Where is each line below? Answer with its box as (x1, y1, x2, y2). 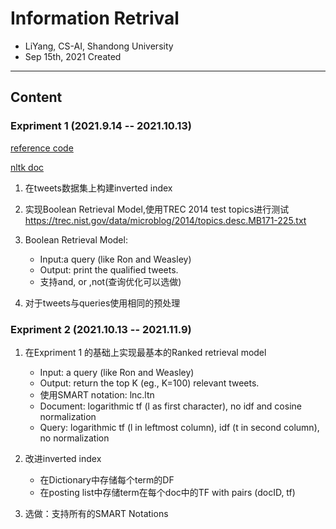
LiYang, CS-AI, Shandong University (24, 40, 174, 52)
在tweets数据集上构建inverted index (24, 182, 173, 194)
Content (10, 89, 63, 106)
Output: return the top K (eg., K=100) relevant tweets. (39, 377, 260, 389)
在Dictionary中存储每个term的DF (39, 473, 175, 486)
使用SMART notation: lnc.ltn (39, 388, 155, 401)
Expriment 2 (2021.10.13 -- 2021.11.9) (10, 322, 192, 336)
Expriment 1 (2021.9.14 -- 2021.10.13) (10, 119, 193, 133)
